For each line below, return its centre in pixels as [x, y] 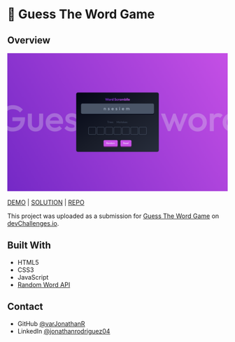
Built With [29, 246]
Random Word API [44, 285]
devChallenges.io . [33, 223]
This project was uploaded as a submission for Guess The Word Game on [113, 216]
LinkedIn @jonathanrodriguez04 [64, 331]
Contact [25, 307]
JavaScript [33, 277]
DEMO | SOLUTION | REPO [46, 202]
